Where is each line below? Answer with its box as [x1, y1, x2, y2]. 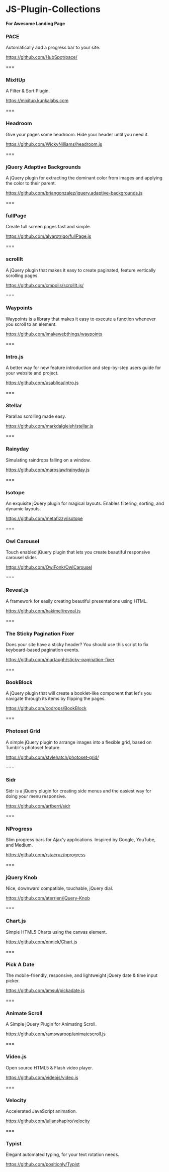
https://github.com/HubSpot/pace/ [6, 54, 77, 60]
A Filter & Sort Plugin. [6, 88, 50, 94]
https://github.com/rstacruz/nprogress [6, 852, 86, 858]
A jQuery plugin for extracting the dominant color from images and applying [6, 174, 162, 181]
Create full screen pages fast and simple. [6, 224, 91, 230]
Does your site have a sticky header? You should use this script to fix [6, 641, 149, 647]
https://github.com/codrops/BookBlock [6, 705, 87, 711]
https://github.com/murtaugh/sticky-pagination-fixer [6, 656, 115, 662]
